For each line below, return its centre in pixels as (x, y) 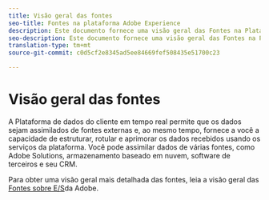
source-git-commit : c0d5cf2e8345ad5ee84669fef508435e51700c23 (114, 53)
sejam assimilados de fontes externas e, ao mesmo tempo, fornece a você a (134, 130)
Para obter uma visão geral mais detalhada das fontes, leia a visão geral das (134, 179)
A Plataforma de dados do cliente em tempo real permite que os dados (125, 122)
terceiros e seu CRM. (43, 164)
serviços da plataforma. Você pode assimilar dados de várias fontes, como (132, 147)
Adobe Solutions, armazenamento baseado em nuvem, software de (119, 155)
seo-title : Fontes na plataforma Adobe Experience (94, 23)
